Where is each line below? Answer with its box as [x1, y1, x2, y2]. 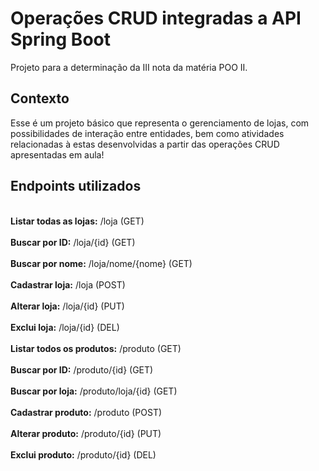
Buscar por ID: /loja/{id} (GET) [10, 236, 136, 248]
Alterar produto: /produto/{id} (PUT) [10, 427, 162, 439]
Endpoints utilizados [10, 178, 142, 195]
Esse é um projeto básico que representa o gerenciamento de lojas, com [10, 117, 310, 129]
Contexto [10, 90, 70, 107]
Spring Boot [10, 28, 111, 51]
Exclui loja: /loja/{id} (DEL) [10, 321, 120, 333]
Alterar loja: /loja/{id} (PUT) [10, 300, 125, 312]
